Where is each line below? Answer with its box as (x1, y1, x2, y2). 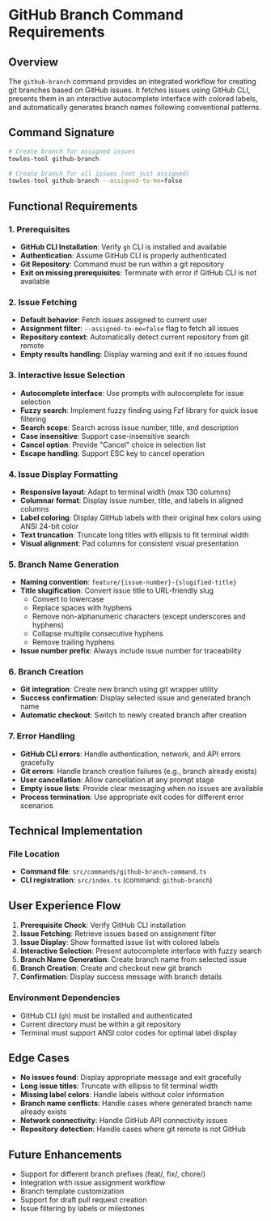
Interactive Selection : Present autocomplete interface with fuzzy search (19, 946, 263, 956)
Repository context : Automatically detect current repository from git (19, 332, 249, 342)
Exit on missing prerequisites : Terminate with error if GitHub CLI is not (19, 268, 257, 277)
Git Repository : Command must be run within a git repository (19, 259, 225, 269)
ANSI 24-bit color (19, 521, 79, 531)
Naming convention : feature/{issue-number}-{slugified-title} (19, 577, 237, 587)
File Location (8, 849, 61, 860)
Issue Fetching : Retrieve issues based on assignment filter (19, 929, 217, 938)
